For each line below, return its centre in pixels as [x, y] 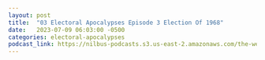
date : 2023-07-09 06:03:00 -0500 [67, 30]
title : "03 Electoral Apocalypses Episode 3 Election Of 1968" [116, 23]
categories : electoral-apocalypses [67, 37]
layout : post [30, 15]
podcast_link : [32, 44]
